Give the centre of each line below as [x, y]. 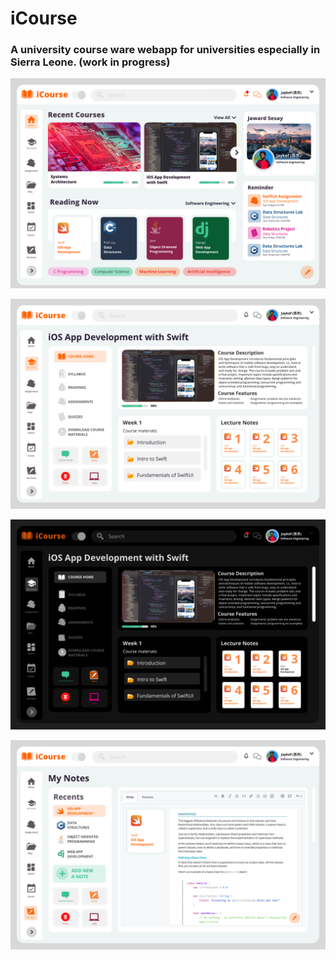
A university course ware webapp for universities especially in [165, 50]
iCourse [44, 18]
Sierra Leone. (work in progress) [90, 62]
